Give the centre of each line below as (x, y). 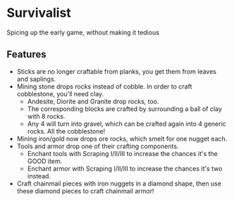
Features (26, 54)
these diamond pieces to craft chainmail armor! (85, 190)
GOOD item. (45, 161)
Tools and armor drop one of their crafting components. (98, 146)
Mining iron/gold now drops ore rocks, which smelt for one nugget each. (122, 138)
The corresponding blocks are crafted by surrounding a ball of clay (125, 109)
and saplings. (36, 79)
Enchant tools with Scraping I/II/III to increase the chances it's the (122, 153)
